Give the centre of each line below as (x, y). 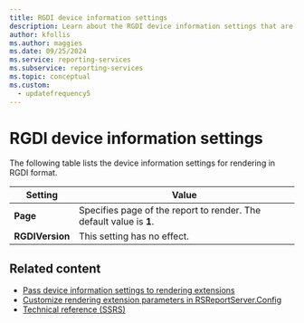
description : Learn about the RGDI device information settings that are (152, 26)
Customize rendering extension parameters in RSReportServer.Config (152, 300)
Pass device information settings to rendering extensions (128, 290)
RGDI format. (33, 173)
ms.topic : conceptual (50, 77)
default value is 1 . (116, 222)
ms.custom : (30, 85)
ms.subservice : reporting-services (76, 69)
